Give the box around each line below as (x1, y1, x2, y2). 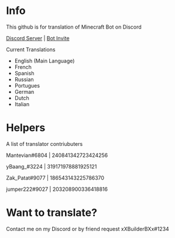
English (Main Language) (14, 57, 75, 64)
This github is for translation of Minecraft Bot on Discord (6, 23, 142, 30)
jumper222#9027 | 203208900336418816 (6, 185, 108, 192)
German (14, 88, 35, 95)
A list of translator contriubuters (6, 140, 83, 147)
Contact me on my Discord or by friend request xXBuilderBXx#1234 (6, 225, 170, 232)
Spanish (14, 69, 35, 76)
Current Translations (6, 45, 56, 53)
